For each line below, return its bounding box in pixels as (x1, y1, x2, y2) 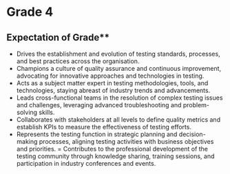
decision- (178, 130, 206, 138)
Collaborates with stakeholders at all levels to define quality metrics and (16, 116, 221, 124)
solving (16, 108, 38, 116)
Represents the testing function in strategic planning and (16, 130, 178, 138)
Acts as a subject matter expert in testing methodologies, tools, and (16, 79, 209, 87)
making (16, 138, 38, 145)
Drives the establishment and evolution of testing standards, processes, (16, 50, 221, 58)
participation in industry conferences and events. (16, 160, 156, 167)
